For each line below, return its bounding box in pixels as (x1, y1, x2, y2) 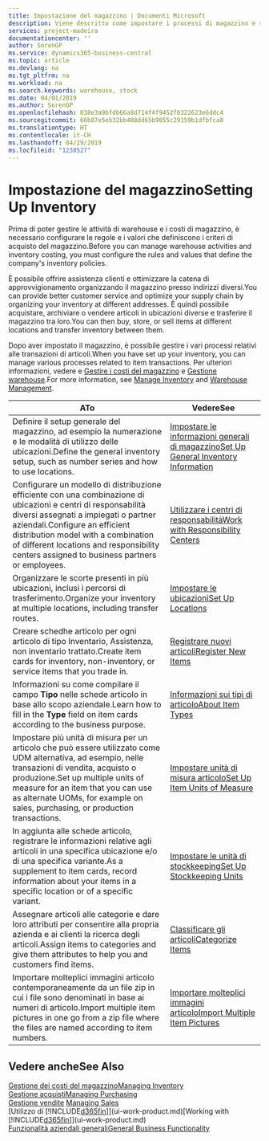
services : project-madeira (8, 26, 98, 35)
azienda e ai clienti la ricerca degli (12, 929, 140, 940)
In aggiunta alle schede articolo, (12, 825, 133, 837)
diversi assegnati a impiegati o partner (12, 509, 156, 520)
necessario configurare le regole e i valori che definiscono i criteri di (8, 233, 234, 242)
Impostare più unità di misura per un (12, 732, 148, 744)
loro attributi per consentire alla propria (12, 919, 159, 930)
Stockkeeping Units (170, 870, 243, 882)
